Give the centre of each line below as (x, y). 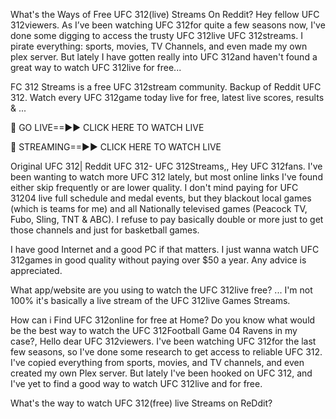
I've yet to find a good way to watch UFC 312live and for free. (136, 383)
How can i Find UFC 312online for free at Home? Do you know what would (163, 320)
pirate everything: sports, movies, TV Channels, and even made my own (159, 46)
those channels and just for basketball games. (105, 230)
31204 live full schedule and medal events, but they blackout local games (161, 198)
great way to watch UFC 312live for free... (96, 67)
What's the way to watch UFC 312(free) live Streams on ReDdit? (141, 403)
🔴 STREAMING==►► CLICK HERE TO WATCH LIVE (116, 147)
